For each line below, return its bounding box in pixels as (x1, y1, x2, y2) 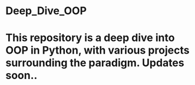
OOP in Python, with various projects (5, 44, 190, 57)
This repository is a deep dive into (5, 31, 175, 45)
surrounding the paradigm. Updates (5, 56, 184, 70)
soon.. (5, 69, 38, 82)
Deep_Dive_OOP (5, 4, 87, 18)
